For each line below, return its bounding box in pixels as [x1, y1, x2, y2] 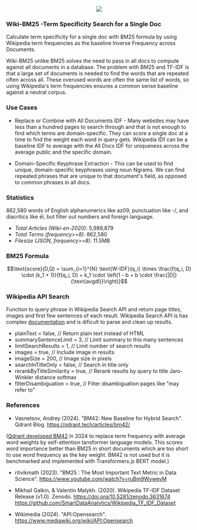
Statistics [6, 193, 34, 201]
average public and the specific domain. [14, 148, 113, 155]
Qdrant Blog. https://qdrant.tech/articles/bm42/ [14, 421, 130, 428]
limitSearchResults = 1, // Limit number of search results [14, 343, 151, 350]
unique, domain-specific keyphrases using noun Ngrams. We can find [14, 166, 185, 173]
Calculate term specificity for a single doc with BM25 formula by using [6, 33, 177, 41]
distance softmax [34, 374, 77, 381]
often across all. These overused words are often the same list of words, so [6, 76, 189, 83]
